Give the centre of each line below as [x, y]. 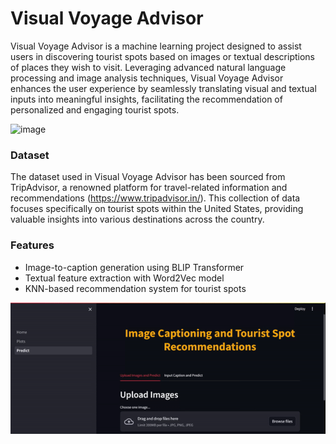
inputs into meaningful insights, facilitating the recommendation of [146, 99]
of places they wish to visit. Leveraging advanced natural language [148, 67]
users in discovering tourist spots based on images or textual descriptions [162, 56]
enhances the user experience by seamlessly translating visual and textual [163, 88]
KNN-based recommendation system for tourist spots [135, 288]
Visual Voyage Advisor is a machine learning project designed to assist [156, 46]
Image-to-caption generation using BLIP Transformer [134, 267]
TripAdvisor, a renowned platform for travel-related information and [149, 188]
